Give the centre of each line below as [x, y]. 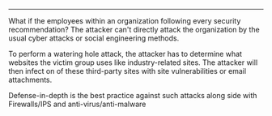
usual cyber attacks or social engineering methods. [94, 38]
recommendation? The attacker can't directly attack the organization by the [134, 30]
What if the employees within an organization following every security [125, 21]
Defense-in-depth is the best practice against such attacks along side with [133, 95]
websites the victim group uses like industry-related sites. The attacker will [133, 62]
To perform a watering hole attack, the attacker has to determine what [125, 54]
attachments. [30, 79]
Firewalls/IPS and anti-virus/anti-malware [77, 104]
